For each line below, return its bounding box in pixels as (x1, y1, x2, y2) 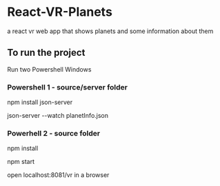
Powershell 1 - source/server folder (7, 82, 128, 92)
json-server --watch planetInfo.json (7, 112, 109, 120)
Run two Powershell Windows (7, 65, 92, 73)
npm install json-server (7, 98, 73, 107)
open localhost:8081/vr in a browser (7, 171, 110, 179)
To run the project (7, 47, 86, 59)
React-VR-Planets (7, 4, 112, 20)
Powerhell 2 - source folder (7, 128, 101, 138)
